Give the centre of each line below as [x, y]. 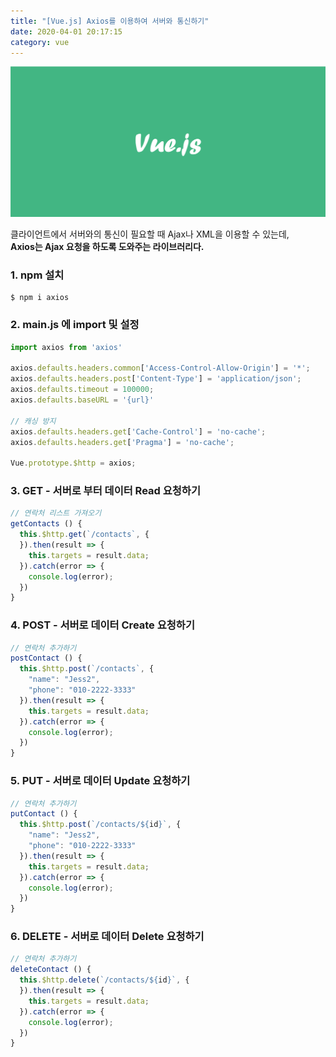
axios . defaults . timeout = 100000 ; [82, 390]
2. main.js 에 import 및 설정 [75, 325]
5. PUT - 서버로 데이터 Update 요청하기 [100, 781]
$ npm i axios [40, 298]
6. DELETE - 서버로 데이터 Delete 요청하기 [107, 937]
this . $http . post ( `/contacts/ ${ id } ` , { [100, 825]
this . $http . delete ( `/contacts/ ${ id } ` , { [104, 980]
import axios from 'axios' [66, 347]
